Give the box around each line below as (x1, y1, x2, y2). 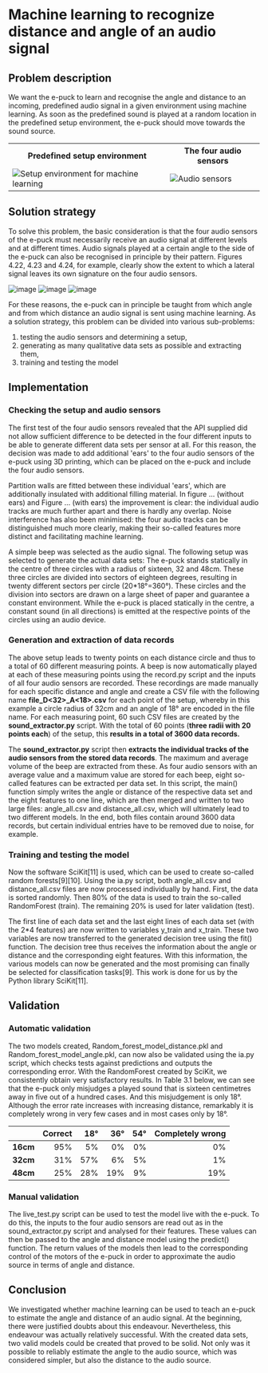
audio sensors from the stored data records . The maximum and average (8, 752, 249, 763)
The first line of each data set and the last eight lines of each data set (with (8, 917, 255, 926)
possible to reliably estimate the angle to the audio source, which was (8, 1347, 238, 1356)
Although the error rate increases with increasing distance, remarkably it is (8, 1100, 254, 1110)
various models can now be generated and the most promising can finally (8, 959, 250, 969)
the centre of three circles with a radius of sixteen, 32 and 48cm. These (8, 564, 245, 574)
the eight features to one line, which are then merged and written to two (8, 795, 245, 805)
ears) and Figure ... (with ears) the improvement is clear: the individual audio (8, 497, 259, 507)
